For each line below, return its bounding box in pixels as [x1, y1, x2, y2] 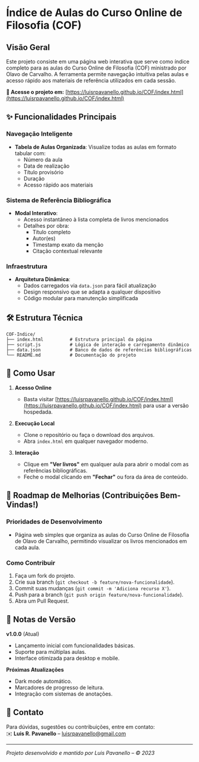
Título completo [32, 228, 71, 235]
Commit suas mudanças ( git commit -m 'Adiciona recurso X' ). [14, 584, 171, 591]
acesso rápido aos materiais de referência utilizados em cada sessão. [6, 77, 176, 84]
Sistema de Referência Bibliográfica [6, 196, 111, 204]
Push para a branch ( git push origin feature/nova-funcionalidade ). [14, 591, 184, 598]
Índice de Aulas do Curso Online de [6, 6, 182, 20]
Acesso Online [14, 384, 52, 391]
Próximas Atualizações [6, 666, 64, 673]
